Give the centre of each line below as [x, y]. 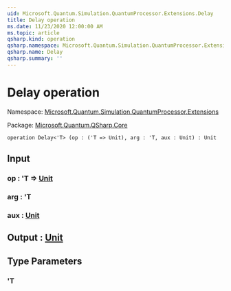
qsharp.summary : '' [35, 59]
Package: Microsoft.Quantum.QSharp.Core [67, 125]
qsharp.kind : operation [41, 39]
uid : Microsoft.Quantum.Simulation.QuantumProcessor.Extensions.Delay [110, 13]
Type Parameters [45, 261]
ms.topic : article [33, 33]
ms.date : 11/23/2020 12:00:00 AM [55, 26]
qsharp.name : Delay [35, 52]
